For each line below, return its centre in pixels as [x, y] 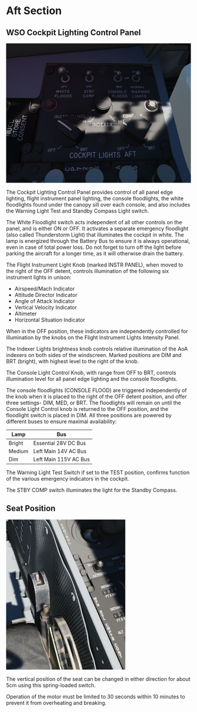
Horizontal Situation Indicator [50, 320]
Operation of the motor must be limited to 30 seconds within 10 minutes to [96, 696]
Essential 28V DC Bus [60, 443]
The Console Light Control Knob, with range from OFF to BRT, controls [91, 372]
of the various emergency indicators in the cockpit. [68, 478]
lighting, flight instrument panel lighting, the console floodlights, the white [95, 198]
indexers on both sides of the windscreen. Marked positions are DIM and [94, 355]
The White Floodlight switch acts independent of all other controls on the [94, 222]
